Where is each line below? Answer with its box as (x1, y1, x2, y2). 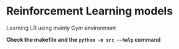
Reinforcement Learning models (6, 4, 173, 18)
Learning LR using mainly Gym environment (6, 24, 116, 31)
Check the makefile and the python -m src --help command (6, 36, 161, 43)
